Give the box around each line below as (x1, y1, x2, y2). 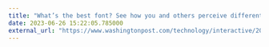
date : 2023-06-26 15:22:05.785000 (8, 19, 124, 27)
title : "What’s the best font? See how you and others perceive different (8, 11, 263, 20)
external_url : (8, 26, 56, 34)
